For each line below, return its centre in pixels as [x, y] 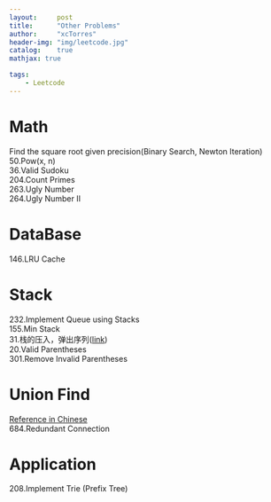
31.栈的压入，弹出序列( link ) [58, 339]
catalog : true [41, 51]
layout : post [41, 17]
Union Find [50, 394]
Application [53, 464]
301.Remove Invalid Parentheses [69, 358]
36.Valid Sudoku [39, 170]
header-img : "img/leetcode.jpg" [69, 42]
